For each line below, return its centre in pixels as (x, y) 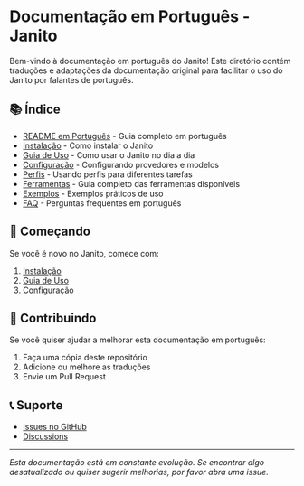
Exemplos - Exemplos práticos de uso (93, 193)
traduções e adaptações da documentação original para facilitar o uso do (146, 70)
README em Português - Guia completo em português (125, 136)
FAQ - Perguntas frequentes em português (102, 203)
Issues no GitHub (55, 427)
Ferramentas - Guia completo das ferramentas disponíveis (131, 183)
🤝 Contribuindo (53, 318)
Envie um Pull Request (64, 377)
